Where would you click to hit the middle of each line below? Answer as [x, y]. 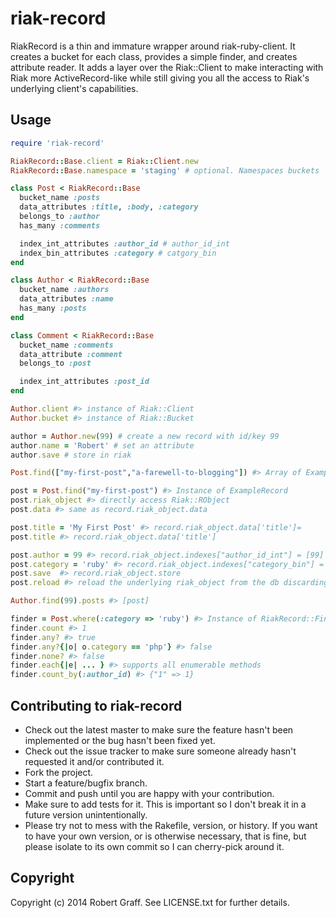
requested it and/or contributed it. [94, 761]
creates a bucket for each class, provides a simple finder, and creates [154, 56]
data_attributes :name [66, 299]
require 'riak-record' [57, 143]
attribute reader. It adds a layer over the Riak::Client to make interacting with [167, 67]
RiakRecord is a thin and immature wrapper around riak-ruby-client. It [153, 46]
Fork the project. [59, 772]
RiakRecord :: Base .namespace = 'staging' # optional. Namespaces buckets [165, 170]
